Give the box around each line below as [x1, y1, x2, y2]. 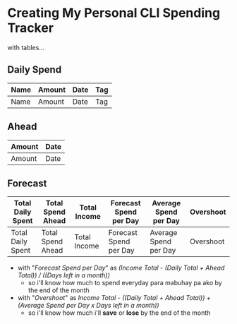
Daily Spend [7, 64, 62, 76]
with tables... [7, 43, 44, 52]
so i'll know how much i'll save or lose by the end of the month [28, 308, 211, 317]
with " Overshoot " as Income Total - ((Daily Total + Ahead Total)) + [17, 294, 211, 302]
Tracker [7, 20, 54, 36]
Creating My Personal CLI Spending [7, 5, 221, 21]
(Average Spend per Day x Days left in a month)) [17, 301, 160, 310]
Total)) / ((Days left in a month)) [17, 271, 111, 280]
